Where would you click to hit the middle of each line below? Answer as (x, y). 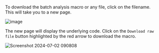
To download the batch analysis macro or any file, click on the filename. (78, 7)
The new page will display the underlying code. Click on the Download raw (79, 31)
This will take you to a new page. (38, 12)
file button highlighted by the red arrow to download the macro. (71, 36)
